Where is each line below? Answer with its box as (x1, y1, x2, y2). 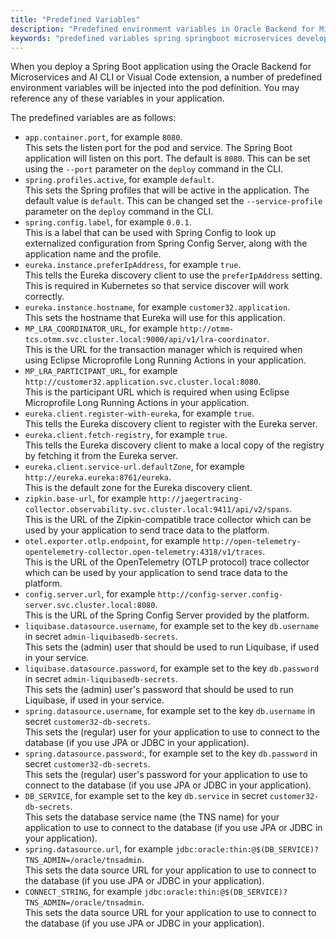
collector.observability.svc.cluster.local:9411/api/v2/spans (24, 505, 290, 515)
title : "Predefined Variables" (10, 14, 141, 25)
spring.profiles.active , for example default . (24, 174, 215, 186)
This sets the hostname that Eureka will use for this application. (24, 312, 286, 324)
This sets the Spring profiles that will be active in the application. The (24, 184, 310, 196)
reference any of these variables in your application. (10, 92, 225, 105)
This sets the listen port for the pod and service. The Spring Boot (24, 142, 293, 154)
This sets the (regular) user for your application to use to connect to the (24, 726, 320, 738)
